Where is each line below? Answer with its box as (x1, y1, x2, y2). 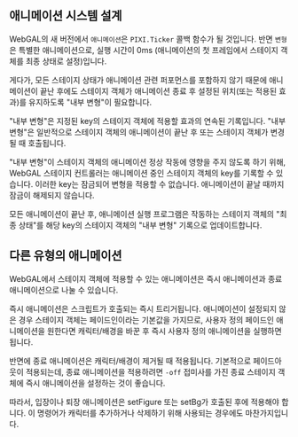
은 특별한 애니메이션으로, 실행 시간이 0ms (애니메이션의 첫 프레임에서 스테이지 (9, 44, 279, 55)
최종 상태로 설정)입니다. (25, 56, 107, 66)
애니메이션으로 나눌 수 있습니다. (9, 285, 119, 295)
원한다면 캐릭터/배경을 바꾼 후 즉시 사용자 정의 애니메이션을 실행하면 (47, 325, 282, 336)
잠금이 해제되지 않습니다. (9, 190, 95, 200)
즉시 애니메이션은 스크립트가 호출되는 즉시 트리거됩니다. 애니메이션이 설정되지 (9, 303, 278, 314)
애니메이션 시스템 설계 (9, 8, 122, 24)
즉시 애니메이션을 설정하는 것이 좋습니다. (25, 378, 166, 388)
